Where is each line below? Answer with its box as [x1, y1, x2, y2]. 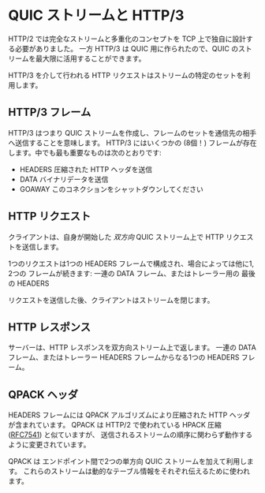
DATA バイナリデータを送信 [19, 174, 109, 184]
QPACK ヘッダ [8, 387, 79, 401]
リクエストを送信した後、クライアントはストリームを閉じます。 [8, 295, 215, 304]
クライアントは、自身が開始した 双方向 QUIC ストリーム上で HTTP [8, 232, 225, 241]
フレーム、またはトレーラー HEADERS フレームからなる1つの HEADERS [8, 353, 240, 362]
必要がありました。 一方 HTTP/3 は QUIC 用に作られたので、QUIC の [14, 43, 239, 53]
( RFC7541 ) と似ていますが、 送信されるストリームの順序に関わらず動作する [8, 430, 253, 439]
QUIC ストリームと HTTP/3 [8, 6, 185, 24]
